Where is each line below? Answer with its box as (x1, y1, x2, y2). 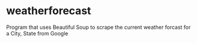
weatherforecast (6, 4, 91, 18)
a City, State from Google (6, 29, 69, 37)
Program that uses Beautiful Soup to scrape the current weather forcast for (6, 24, 191, 31)
